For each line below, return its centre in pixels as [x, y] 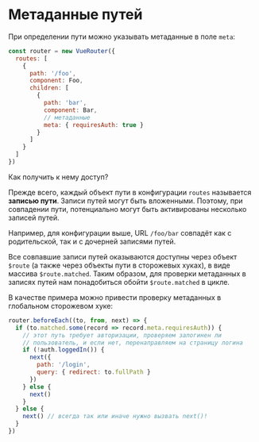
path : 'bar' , [65, 103]
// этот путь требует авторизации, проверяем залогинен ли [122, 335]
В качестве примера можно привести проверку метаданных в [115, 297]
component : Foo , [56, 81]
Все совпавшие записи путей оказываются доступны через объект [123, 256]
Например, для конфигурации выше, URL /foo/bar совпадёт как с [120, 233]
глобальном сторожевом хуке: [61, 306]
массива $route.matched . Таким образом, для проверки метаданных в [127, 273]
